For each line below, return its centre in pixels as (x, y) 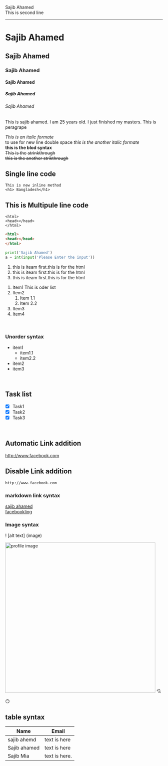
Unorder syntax (24, 336)
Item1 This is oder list (34, 287)
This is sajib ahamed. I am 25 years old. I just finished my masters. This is (81, 122)
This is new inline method (33, 185)
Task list (18, 394)
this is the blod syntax (29, 147)
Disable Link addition (38, 471)
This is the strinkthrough (30, 153)
